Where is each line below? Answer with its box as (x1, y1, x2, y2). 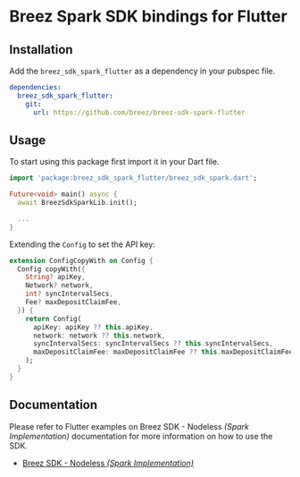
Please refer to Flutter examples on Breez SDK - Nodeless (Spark (9, 421, 250, 431)
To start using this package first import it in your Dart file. (9, 157, 220, 167)
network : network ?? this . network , (32, 331, 166, 340)
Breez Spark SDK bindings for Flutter (9, 6, 287, 27)
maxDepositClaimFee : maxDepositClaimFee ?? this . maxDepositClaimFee (32, 347, 294, 357)
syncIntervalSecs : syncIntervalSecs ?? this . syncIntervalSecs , (32, 339, 274, 348)
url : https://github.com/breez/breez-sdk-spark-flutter (32, 107, 246, 117)
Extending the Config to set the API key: (9, 239, 156, 250)
